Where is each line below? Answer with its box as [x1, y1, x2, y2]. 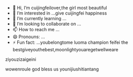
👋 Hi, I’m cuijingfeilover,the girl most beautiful [12, 5, 107, 11]
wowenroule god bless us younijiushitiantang [5, 66, 99, 72]
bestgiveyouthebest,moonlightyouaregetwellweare [12, 47, 119, 52]
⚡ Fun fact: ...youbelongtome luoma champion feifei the [12, 39, 128, 45]
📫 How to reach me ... [12, 27, 60, 32]
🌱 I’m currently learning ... [12, 16, 67, 21]
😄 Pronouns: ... [12, 34, 46, 40]
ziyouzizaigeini [5, 56, 36, 62]
